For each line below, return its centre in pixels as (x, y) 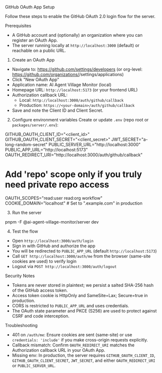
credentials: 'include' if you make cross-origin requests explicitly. (80, 340)
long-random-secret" (26, 144)
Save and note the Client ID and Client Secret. (58, 110)
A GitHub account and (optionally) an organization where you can (77, 35)
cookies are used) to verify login (44, 261)
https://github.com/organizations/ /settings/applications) (68, 74)
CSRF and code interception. (41, 316)
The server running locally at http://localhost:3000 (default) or (76, 45)
